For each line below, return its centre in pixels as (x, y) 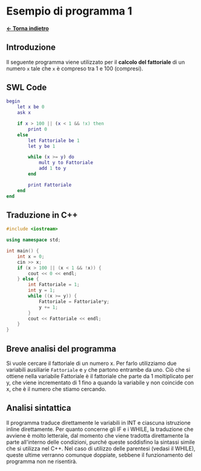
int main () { (23, 251)
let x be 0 (31, 107)
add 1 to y (52, 169)
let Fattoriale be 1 (54, 141)
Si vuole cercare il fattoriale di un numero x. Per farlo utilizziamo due (91, 363)
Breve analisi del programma (61, 349)
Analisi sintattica (39, 408)
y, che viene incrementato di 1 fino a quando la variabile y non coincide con (100, 382)
